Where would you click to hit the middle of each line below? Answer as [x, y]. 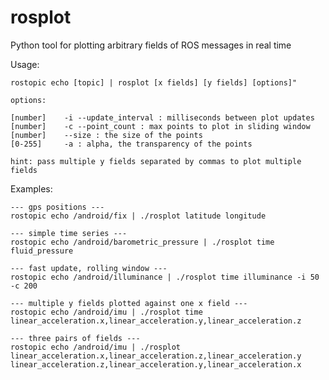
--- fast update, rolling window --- [89, 268]
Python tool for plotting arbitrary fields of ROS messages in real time [151, 45]
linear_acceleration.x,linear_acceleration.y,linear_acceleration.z [156, 321]
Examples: [31, 188]
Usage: [25, 64]
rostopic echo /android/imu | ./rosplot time [106, 312]
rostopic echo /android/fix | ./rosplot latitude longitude [138, 216]
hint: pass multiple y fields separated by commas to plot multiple [156, 161]
